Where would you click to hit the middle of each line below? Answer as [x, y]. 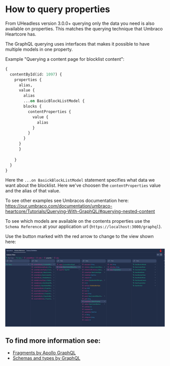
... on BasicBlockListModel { [54, 101]
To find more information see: [53, 340]
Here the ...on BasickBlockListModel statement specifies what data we [80, 180]
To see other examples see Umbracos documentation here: [67, 200]
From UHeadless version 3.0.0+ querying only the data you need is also [80, 23]
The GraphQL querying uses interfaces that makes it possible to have [77, 44]
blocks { [33, 107]
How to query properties [58, 9]
